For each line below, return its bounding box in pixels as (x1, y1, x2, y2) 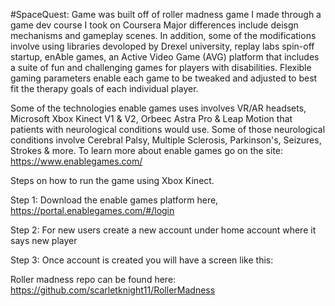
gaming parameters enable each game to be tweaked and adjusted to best (10, 72, 318, 84)
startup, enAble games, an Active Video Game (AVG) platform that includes (10, 51, 320, 63)
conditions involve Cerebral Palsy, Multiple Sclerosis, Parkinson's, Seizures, (10, 134, 322, 146)
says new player (10, 235, 78, 246)
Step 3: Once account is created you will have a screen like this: (10, 254, 274, 266)
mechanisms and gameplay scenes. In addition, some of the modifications (10, 30, 317, 41)
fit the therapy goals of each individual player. (10, 83, 199, 94)
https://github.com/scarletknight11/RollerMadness (10, 284, 216, 296)
